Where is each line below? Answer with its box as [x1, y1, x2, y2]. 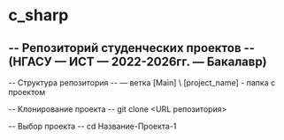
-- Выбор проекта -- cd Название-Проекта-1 [8, 121, 177, 131]
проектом [8, 87, 46, 97]
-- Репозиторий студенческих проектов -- [8, 41, 256, 55]
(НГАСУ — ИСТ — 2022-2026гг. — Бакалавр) [8, 54, 267, 69]
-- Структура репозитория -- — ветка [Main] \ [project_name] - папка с [8, 77, 276, 88]
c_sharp [8, 5, 69, 26]
